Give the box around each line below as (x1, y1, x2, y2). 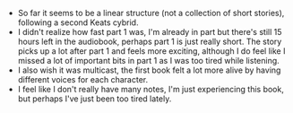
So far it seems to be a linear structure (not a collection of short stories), (17, 8, 285, 18)
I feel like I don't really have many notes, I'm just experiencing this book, (17, 84, 284, 94)
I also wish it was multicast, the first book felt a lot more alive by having (17, 65, 281, 75)
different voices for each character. (17, 74, 149, 84)
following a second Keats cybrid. (17, 17, 139, 28)
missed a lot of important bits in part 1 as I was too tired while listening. (17, 56, 280, 65)
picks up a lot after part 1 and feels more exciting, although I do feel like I (17, 46, 286, 56)
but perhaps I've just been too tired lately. (17, 93, 172, 104)
